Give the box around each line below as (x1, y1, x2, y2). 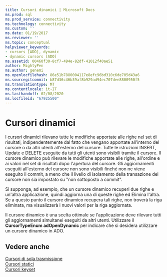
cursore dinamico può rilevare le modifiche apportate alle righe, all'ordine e (5, 155, 160, 161)
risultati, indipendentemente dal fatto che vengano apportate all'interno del (5, 139, 159, 145)
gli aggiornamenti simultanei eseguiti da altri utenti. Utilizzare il (5, 217, 134, 223)
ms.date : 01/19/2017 (5, 31, 48, 36)
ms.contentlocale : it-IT (5, 86, 57, 92)
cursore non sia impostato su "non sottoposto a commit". (5, 176, 122, 183)
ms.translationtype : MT (5, 82, 55, 87)
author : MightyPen (5, 63, 43, 68)
